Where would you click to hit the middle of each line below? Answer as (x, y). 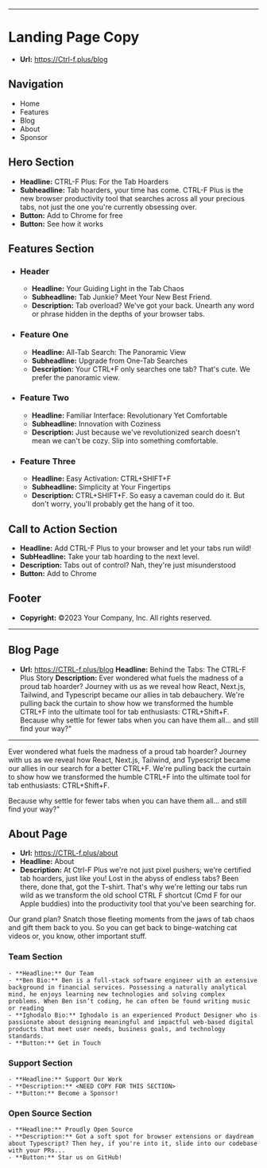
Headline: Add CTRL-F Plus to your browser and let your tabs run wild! (135, 548)
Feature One (44, 335)
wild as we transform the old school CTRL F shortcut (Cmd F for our (131, 895)
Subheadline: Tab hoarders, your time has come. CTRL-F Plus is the (132, 190)
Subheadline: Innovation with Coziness (96, 423)
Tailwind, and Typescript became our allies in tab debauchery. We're (132, 695)
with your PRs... (37, 1150)
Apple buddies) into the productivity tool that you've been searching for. (137, 904)
